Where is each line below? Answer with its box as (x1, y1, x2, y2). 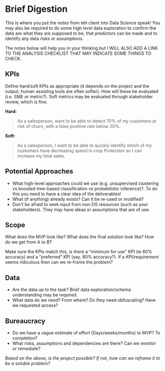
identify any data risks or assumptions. (5, 36, 84, 41)
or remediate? (12, 346, 41, 351)
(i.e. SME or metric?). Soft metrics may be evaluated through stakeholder (5, 93, 153, 99)
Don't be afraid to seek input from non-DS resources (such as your (12, 201, 148, 207)
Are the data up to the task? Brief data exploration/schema (12, 287, 132, 292)
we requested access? (12, 302, 58, 308)
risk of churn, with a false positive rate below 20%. (17, 123, 121, 129)
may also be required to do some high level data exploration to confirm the (5, 25, 157, 31)
